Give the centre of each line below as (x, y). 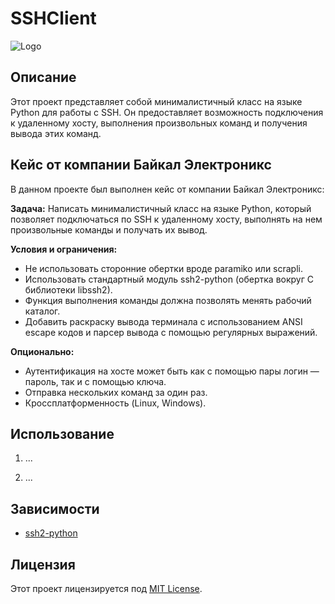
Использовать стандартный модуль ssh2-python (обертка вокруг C (169, 279)
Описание (43, 77)
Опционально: (42, 351)
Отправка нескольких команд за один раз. (116, 392)
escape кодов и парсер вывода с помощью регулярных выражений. (171, 332)
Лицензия (43, 564)
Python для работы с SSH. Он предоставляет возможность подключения (167, 112)
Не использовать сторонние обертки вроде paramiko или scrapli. (164, 268)
